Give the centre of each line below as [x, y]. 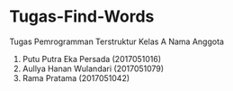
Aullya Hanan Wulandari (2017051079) [93, 68]
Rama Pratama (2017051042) [76, 77]
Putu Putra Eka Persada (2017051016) [92, 59]
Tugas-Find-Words [82, 17]
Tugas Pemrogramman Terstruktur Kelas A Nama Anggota [117, 41]
